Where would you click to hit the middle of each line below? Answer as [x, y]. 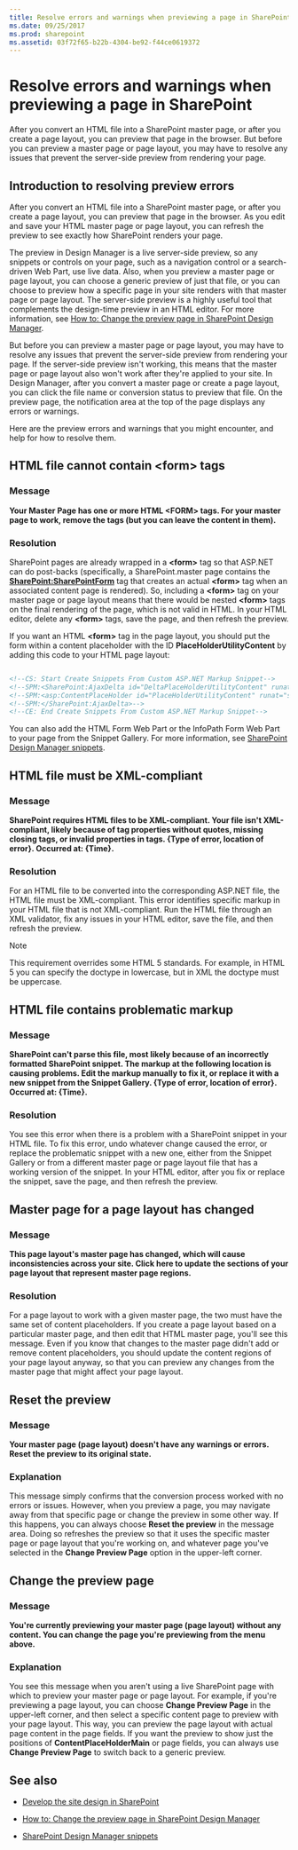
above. [22, 1644]
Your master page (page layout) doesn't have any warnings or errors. [139, 1444]
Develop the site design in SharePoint [90, 1802]
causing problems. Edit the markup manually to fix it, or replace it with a [144, 1073]
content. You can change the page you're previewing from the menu [137, 1634]
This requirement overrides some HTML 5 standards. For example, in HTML [147, 963]
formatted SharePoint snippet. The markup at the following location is [141, 1064]
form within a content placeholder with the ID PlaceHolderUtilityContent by [148, 645]
